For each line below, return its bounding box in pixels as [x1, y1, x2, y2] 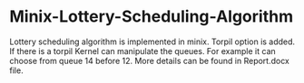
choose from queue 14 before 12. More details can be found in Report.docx [9, 55, 290, 66]
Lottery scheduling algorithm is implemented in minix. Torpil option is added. [9, 36, 296, 47]
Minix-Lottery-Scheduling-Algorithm [9, 6, 293, 27]
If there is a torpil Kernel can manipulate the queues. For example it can [9, 45, 277, 56]
